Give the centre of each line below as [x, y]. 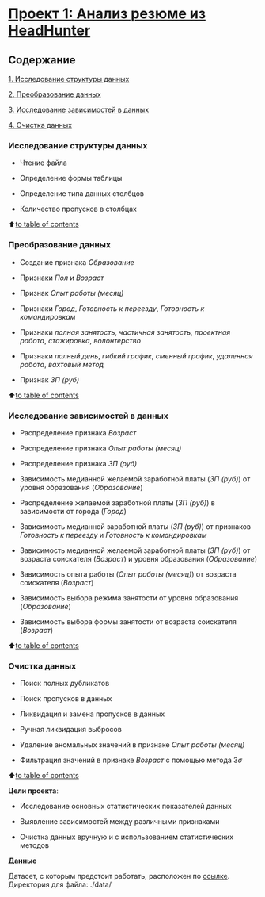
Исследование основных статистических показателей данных [125, 807]
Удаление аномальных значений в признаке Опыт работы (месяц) [132, 745]
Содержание [42, 60]
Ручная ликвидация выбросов [71, 730]
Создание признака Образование [77, 262]
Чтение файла [43, 163]
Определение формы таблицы [71, 178]
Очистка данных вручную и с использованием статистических [127, 837]
